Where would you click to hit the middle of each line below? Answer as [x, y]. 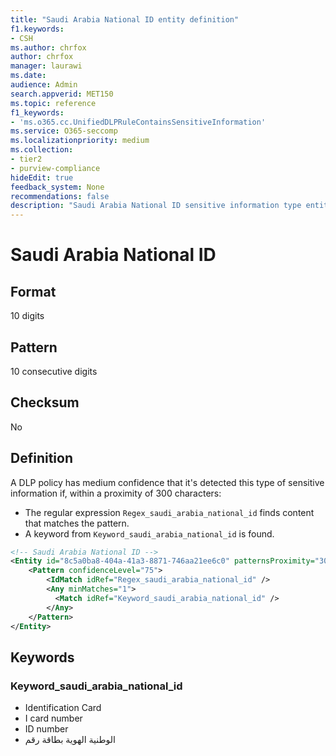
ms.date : [28, 76]
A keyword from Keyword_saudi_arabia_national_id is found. [149, 533]
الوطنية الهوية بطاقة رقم [70, 740]
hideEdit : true [42, 177]
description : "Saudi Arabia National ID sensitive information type [156, 206]
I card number [53, 718]
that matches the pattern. [77, 523]
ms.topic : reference [53, 103]
